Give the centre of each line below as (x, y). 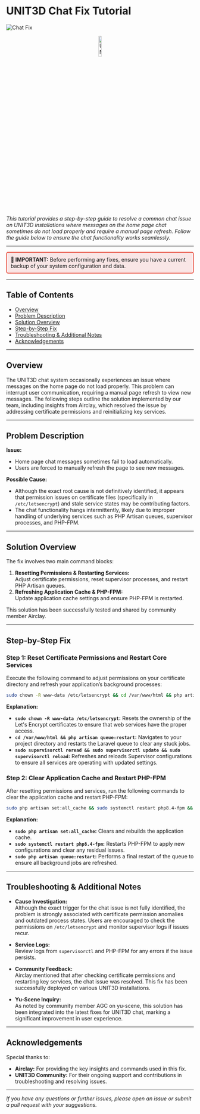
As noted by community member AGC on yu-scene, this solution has (99, 1006)
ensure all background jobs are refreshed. (66, 862)
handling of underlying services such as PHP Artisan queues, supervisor (104, 516)
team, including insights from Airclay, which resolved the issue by (86, 405)
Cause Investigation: (41, 901)
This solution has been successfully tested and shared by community (91, 610)
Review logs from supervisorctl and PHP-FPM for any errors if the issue (104, 951)
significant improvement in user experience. (69, 1018)
